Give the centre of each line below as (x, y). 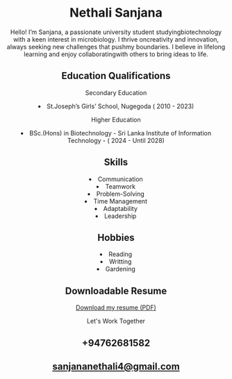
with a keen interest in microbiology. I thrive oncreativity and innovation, (116, 39)
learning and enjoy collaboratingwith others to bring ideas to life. (116, 54)
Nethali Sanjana (116, 13)
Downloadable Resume (116, 290)
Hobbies (116, 237)
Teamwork (121, 186)
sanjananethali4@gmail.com (116, 366)
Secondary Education (116, 92)
